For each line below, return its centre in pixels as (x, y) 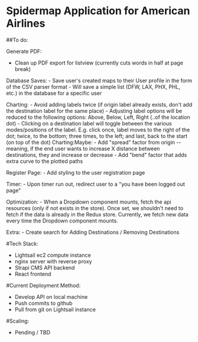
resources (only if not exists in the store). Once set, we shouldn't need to (95, 208)
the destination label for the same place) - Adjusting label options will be (94, 111)
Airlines (26, 23)
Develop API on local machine (51, 296)
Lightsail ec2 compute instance (53, 255)
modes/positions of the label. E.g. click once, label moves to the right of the (98, 130)
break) (23, 69)
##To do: (17, 40)
